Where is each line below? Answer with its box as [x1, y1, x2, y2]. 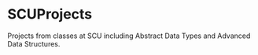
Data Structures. [7, 39, 61, 48]
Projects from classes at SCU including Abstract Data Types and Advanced [7, 31, 251, 40]
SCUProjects [7, 5, 93, 23]
